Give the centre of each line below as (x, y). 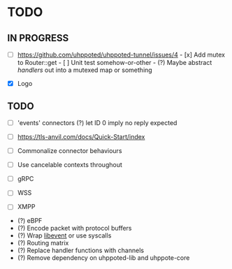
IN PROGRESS (38, 38)
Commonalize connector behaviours (70, 151)
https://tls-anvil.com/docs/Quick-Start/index (81, 137)
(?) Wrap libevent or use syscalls (64, 235)
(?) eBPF (30, 221)
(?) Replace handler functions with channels (81, 250)
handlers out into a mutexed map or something (85, 70)
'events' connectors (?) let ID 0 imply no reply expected (97, 122)
